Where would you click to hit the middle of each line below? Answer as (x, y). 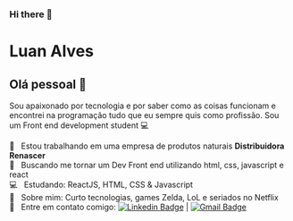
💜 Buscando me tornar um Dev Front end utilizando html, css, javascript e (146, 165)
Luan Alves (52, 51)
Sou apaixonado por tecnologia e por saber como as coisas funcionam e (143, 106)
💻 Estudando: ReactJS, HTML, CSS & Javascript (101, 184)
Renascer (28, 155)
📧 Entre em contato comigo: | (99, 207)
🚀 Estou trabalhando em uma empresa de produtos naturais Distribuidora (147, 146)
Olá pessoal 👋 (48, 84)
